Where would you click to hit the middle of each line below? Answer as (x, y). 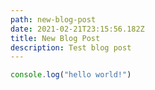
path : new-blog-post (53, 19)
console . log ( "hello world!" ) (71, 75)
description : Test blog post (71, 47)
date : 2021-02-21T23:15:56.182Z (77, 29)
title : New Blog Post (55, 38)
